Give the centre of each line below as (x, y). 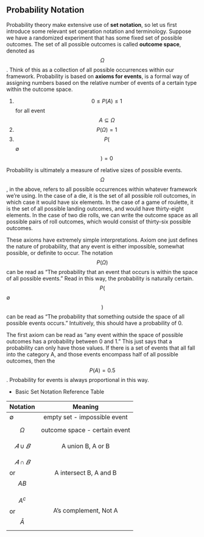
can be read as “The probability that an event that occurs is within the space (102, 272)
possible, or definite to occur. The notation (60, 253)
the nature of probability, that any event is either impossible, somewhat (95, 246)
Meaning (86, 406)
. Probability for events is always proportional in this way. (78, 380)
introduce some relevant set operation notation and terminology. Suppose (99, 31)
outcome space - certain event (86, 430)
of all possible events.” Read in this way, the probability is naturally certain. (100, 278)
